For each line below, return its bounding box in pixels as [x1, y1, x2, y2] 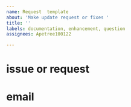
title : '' [6, 20, 31, 26]
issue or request [6, 63, 89, 76]
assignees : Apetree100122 [6, 31, 71, 37]
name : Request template [6, 8, 69, 15]
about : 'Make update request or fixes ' [6, 14, 110, 20]
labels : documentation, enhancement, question [6, 25, 126, 32]
